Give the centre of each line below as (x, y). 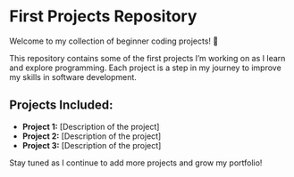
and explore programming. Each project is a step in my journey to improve (145, 68)
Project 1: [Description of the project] (91, 126)
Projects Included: (61, 105)
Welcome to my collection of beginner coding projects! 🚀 (114, 41)
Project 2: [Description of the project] (92, 136)
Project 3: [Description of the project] (92, 145)
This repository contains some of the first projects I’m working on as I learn (147, 58)
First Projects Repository (103, 16)
